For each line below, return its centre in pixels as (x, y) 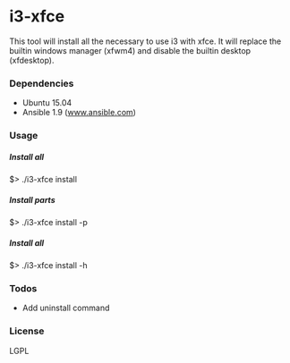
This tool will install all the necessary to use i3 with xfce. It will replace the (145, 41)
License (27, 331)
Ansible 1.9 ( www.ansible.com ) (79, 113)
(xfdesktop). (32, 60)
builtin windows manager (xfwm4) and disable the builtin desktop (130, 50)
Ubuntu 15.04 (47, 103)
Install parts (32, 199)
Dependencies (42, 83)
